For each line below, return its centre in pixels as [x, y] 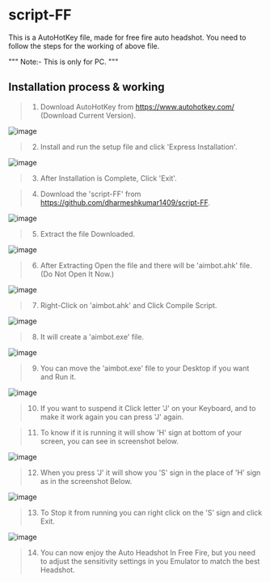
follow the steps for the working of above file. [84, 45]
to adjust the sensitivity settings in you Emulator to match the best [150, 561]
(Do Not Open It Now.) [77, 274]
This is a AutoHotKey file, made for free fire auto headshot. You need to [127, 37]
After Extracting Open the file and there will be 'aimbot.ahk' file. [146, 265]
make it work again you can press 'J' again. [112, 417]
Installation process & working [86, 87]
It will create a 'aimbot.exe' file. [92, 336]
